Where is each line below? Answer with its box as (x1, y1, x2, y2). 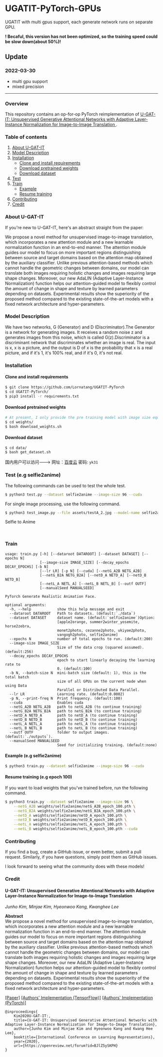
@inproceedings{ (5, 1009, 38, 1014)
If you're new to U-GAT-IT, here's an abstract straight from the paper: (5, 224, 144, 231)
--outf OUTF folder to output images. (9, 730, 110, 735)
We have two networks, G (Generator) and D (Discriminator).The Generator (5, 324, 155, 330)
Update (5, 53, 28, 61)
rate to (5, 662, 21, 667)
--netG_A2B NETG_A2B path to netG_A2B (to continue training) (9, 704, 142, 709)
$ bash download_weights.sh (5, 424, 62, 429)
